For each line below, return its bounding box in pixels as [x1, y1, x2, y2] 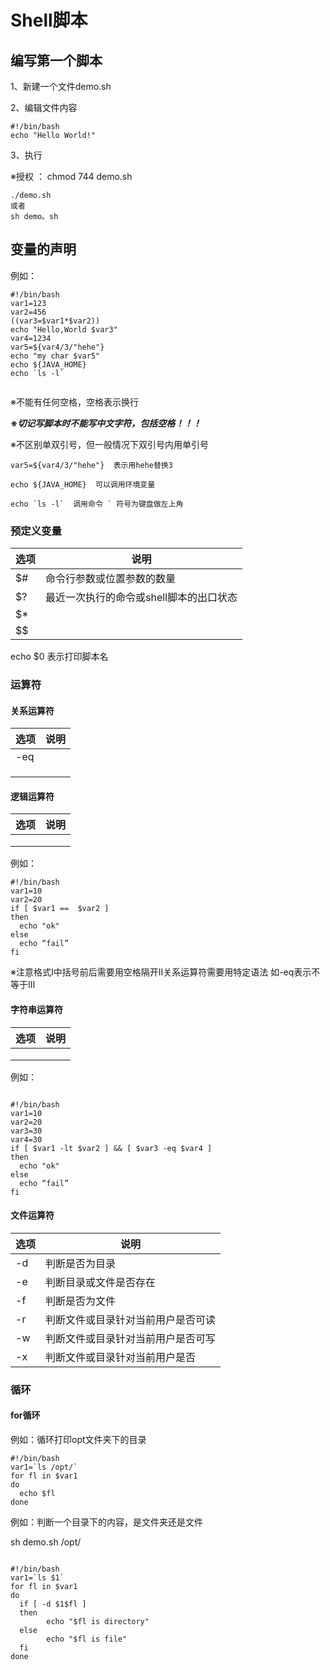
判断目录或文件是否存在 [45, 1275, 157, 1289]
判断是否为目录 [45, 1256, 117, 1270]
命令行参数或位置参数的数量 [45, 572, 177, 586]
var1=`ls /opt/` [10, 1462, 78, 1472]
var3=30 [10, 1126, 43, 1136]
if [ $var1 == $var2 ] [10, 904, 110, 914]
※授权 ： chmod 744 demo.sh [10, 171, 133, 182]
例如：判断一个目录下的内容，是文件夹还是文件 [10, 1516, 203, 1528]
